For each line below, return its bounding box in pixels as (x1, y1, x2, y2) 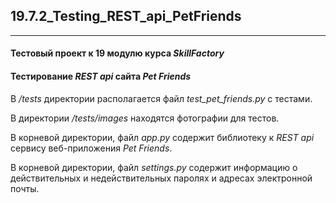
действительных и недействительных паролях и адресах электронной (10, 172, 313, 184)
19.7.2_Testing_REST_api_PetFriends (10, 8, 242, 25)
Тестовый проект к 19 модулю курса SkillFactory (10, 47, 225, 59)
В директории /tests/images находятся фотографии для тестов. (10, 112, 280, 124)
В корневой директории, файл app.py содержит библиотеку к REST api (10, 131, 315, 143)
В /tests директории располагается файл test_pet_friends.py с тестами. (10, 92, 313, 104)
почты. (10, 182, 40, 194)
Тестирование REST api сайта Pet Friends (10, 70, 192, 82)
